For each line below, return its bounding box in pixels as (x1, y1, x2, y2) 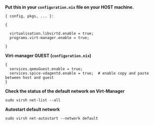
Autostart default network (5, 106, 60, 112)
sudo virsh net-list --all (5, 98, 61, 103)
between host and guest (5, 75, 54, 80)
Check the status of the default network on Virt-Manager (5, 88, 125, 94)
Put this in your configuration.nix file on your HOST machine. (5, 4, 134, 10)
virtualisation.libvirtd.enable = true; (9, 31, 94, 36)
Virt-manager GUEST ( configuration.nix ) (5, 53, 91, 58)
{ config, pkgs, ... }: (5, 14, 54, 19)
